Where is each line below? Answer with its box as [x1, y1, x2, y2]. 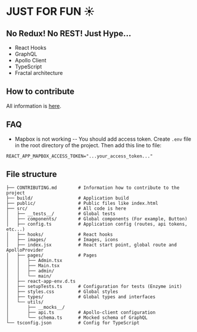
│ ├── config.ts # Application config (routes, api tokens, [6, 222, 187, 227]
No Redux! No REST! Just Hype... [6, 29, 132, 39]
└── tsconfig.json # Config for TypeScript [6, 320, 140, 326]
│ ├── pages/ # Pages [6, 252, 97, 258]
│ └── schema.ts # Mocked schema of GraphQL [6, 315, 148, 321]
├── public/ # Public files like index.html [6, 201, 159, 207]
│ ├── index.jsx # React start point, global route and [6, 242, 177, 248]
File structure [6, 169, 57, 179]
